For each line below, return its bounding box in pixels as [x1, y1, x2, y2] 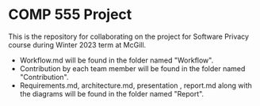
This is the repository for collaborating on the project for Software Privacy [8, 32, 250, 41]
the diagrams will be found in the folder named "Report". [19, 89, 205, 98]
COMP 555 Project [8, 6, 132, 24]
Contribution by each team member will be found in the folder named [19, 63, 246, 73]
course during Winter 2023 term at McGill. [8, 40, 147, 49]
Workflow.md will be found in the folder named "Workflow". [19, 55, 214, 65]
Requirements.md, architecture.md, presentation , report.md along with [19, 81, 252, 90]
